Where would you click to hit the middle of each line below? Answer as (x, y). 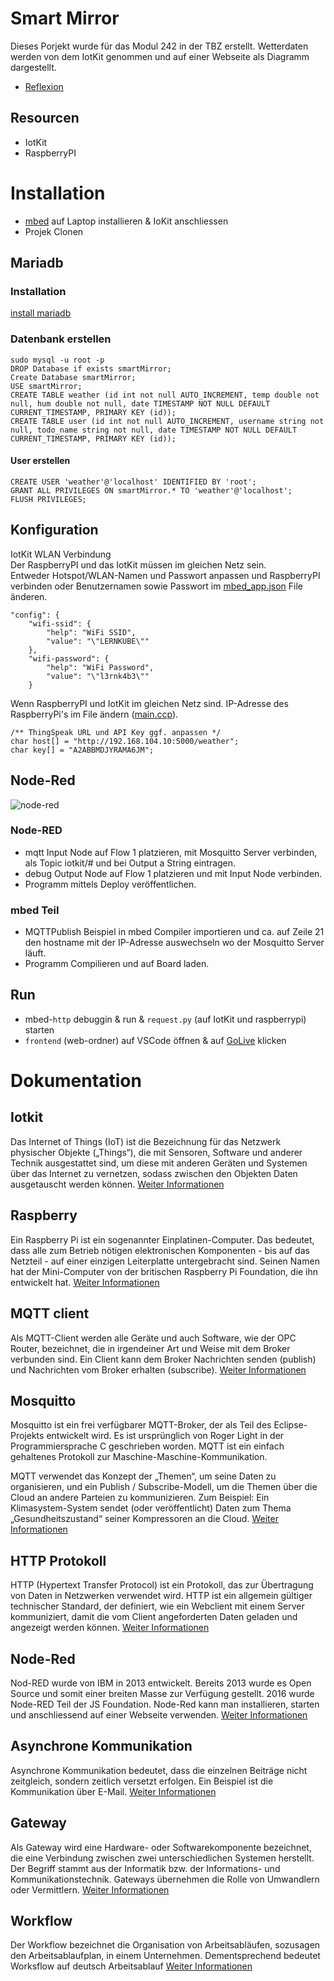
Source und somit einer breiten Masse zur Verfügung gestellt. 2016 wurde (162, 1693)
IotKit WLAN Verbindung (61, 554)
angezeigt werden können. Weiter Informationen (110, 1628)
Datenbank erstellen (61, 339)
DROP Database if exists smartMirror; (91, 368)
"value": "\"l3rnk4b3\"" (98, 676)
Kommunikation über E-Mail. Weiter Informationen (113, 1791)
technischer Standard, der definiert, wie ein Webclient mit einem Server (157, 1606)
